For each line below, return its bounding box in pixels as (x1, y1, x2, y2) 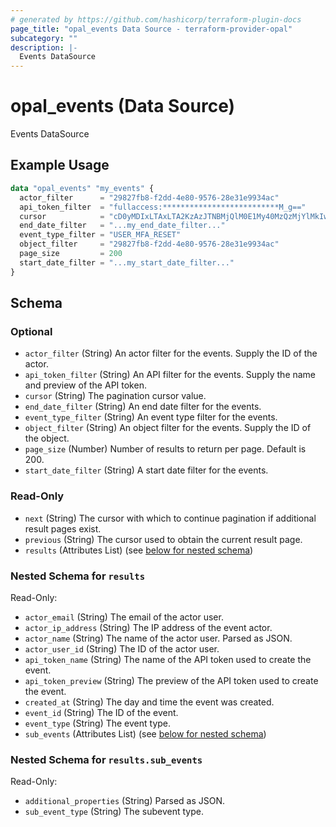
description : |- (10, 42, 78, 53)
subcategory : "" (10, 33, 78, 43)
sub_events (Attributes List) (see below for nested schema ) (24, 727, 267, 740)
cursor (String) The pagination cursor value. (24, 390, 207, 402)
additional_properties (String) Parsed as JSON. (24, 795, 226, 807)
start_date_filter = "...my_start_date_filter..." (19, 257, 235, 268)
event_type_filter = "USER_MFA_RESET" (19, 230, 182, 240)
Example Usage (10, 157, 110, 174)
